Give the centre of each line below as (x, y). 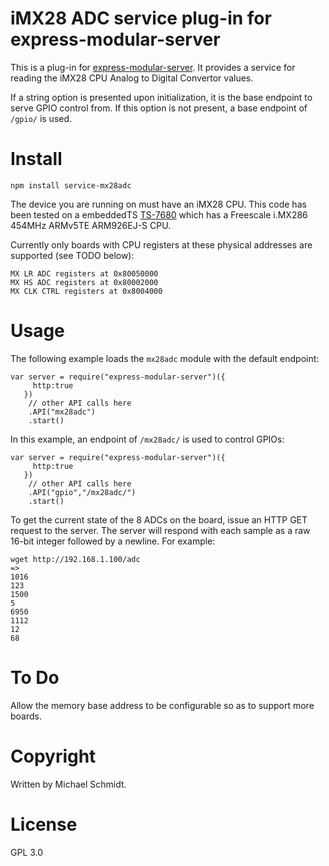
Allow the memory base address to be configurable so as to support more (162, 705)
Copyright (53, 756)
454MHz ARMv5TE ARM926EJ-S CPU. (91, 225)
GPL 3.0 (27, 852)
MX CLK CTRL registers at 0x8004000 (86, 291)
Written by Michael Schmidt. (68, 784)
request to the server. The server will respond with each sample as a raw (160, 530)
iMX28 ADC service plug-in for (141, 18)
